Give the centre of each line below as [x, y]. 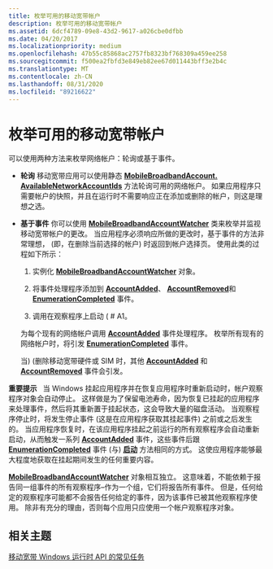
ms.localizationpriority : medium [65, 46]
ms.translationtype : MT [49, 69]
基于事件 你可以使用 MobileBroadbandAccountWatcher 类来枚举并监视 [141, 224]
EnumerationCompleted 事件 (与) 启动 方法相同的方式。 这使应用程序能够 [132, 449]
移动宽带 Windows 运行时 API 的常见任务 [76, 557]
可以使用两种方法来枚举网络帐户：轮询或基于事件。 [94, 159]
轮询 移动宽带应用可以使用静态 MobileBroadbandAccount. [119, 176]
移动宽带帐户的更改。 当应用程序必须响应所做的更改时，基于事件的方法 [139, 234]
